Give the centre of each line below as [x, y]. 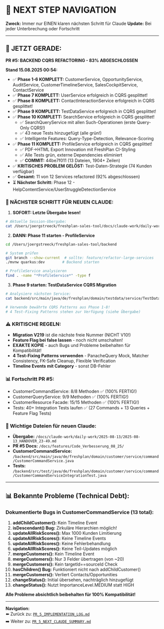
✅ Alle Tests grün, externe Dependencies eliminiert [71, 155]
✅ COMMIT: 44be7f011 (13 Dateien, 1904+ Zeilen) [70, 160]
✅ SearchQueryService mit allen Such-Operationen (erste [78, 122]
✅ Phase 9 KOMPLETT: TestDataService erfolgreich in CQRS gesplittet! [84, 111]
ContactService [28, 90]
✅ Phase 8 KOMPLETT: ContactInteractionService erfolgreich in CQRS [83, 101]
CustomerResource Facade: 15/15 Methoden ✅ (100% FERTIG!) [76, 403]
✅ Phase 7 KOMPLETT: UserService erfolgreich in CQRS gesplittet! [80, 95]
